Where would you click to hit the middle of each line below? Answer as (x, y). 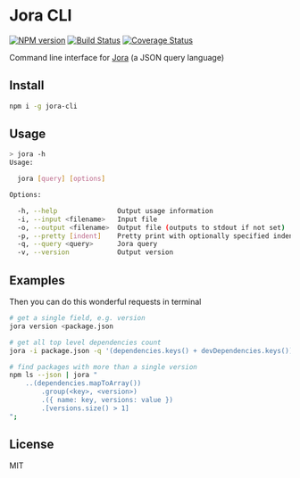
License (32, 445)
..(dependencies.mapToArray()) (83, 383)
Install (27, 86)
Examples (37, 280)
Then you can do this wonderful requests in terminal (105, 301)
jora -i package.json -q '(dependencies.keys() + (104, 350)
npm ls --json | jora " (54, 375)
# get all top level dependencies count (86, 342)
